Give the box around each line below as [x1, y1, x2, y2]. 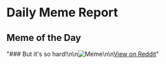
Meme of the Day [6, 32, 81, 44]
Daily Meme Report [6, 5, 118, 20]
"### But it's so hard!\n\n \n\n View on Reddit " [6, 50, 159, 58]
